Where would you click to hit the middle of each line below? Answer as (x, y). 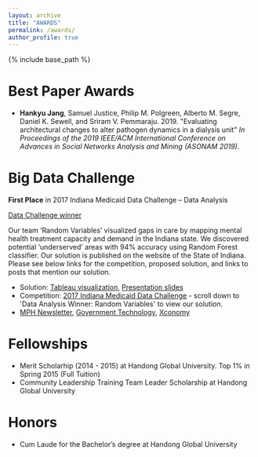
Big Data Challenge (72, 178)
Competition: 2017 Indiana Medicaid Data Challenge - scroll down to (129, 296)
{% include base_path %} (49, 60)
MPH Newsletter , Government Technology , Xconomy (105, 313)
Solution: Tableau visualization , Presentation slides (101, 287)
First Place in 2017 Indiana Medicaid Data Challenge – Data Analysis (118, 200)
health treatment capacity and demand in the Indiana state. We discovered (129, 239)
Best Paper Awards (71, 91)
